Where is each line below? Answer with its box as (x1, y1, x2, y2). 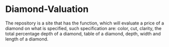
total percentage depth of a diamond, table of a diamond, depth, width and (5, 30, 161, 36)
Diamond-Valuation (5, 3, 89, 15)
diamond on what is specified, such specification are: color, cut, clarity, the (5, 25, 162, 31)
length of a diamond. (5, 36, 49, 42)
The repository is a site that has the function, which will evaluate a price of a (5, 20, 164, 26)
